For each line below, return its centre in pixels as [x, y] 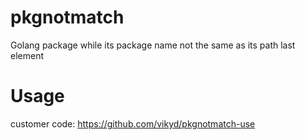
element [27, 55]
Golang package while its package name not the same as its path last [153, 45]
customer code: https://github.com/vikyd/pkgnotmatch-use [133, 123]
